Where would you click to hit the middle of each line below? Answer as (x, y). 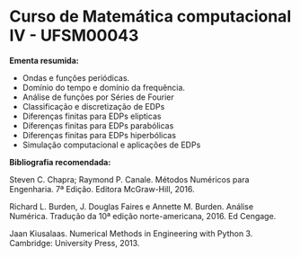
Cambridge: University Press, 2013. (75, 243)
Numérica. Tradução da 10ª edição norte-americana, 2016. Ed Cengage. (143, 216)
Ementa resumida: (44, 60)
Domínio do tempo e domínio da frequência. (104, 87)
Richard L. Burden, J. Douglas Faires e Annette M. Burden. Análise (132, 206)
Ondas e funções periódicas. (76, 77)
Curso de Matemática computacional (150, 17)
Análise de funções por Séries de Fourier (98, 97)
